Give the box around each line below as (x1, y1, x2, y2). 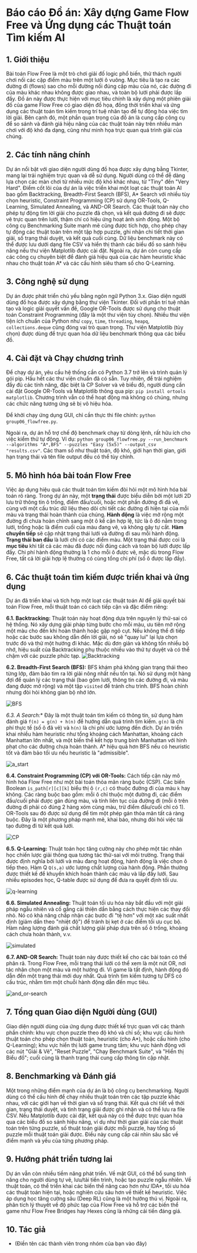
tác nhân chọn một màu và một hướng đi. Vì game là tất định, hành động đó (6, 966, 189, 973)
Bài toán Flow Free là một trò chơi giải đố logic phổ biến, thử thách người (6, 70, 182, 77)
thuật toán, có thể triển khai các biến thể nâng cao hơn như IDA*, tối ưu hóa (6, 1182, 190, 1189)
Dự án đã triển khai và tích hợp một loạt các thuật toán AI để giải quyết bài (6, 597, 186, 604)
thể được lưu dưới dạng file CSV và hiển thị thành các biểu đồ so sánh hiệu (6, 241, 187, 248)
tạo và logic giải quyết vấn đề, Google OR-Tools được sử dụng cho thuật (6, 304, 181, 312)
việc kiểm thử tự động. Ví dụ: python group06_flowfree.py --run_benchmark (6, 435, 188, 442)
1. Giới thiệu (6, 54, 50, 64)
